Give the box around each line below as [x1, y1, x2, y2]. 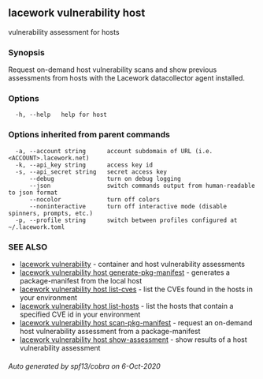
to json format [8, 189, 58, 197]
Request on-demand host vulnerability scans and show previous [8, 65, 217, 74]
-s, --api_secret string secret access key [15, 167, 168, 176]
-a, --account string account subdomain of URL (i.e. [15, 147, 213, 155]
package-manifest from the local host [19, 276, 143, 285]
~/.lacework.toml [8, 223, 65, 231]
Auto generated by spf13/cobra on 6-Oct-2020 [8, 361, 161, 370]
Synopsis [8, 47, 45, 58]
